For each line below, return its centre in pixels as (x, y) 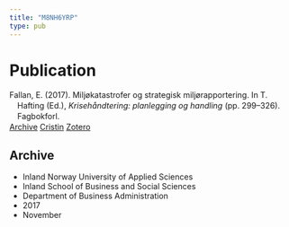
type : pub (28, 26)
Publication (53, 70)
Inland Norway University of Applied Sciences (108, 177)
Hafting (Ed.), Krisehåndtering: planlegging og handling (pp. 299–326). (149, 106)
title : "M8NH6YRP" (44, 17)
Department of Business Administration (95, 196)
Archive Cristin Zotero (50, 127)
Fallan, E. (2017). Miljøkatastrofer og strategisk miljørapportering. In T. (139, 95)
